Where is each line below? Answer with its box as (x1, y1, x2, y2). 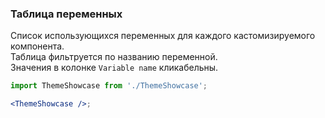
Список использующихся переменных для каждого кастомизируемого (10, 30, 316, 42)
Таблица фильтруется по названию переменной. (10, 51, 218, 63)
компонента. (10, 40, 65, 52)
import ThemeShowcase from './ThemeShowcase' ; (10, 81, 208, 91)
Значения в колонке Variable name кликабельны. (10, 62, 219, 74)
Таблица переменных (10, 7, 123, 21)
